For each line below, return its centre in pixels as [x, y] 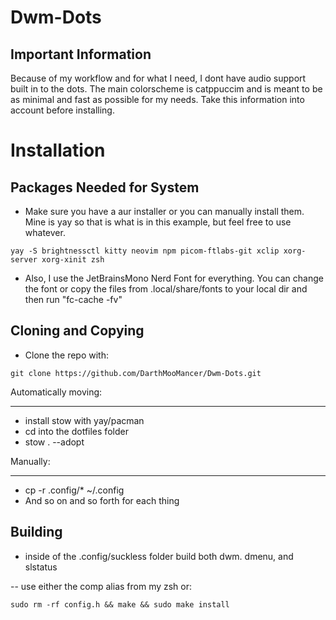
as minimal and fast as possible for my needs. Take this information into [157, 99]
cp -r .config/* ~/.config [74, 490]
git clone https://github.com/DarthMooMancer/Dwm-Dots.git [136, 373]
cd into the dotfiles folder [76, 431]
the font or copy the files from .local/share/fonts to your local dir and [166, 289]
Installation [58, 150]
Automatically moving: [56, 392]
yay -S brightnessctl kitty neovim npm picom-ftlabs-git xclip [145, 251]
